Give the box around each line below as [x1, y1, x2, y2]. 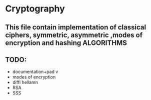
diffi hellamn [12, 79, 38, 85]
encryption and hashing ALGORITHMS [5, 38, 127, 47]
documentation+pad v [12, 68, 58, 75]
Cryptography [5, 3, 65, 14]
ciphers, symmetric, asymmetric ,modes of [5, 30, 143, 39]
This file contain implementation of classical [5, 23, 146, 31]
